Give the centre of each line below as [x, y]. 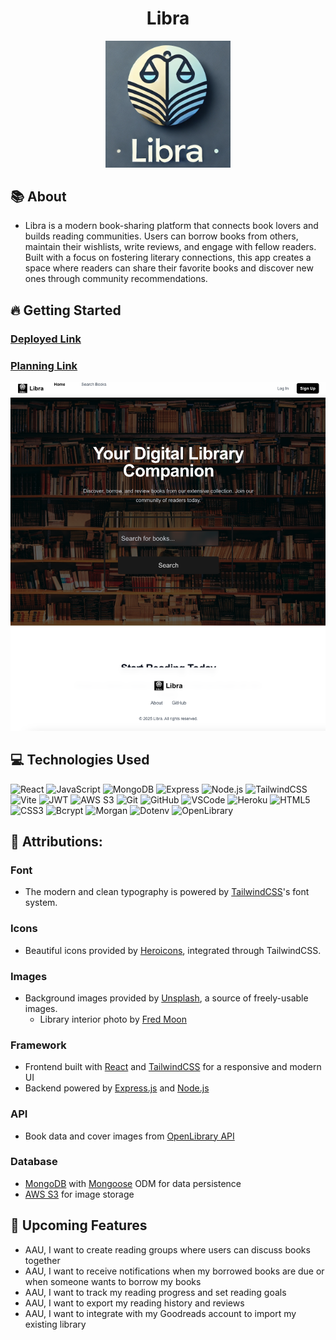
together [42, 1260]
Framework [38, 1045]
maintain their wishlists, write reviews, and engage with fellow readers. [170, 247]
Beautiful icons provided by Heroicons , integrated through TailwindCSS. [173, 950]
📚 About [38, 196]
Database [34, 1162]
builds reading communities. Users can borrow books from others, [161, 236]
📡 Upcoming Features [79, 1225]
